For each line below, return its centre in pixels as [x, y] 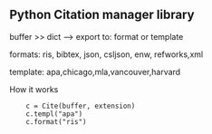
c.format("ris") [57, 121]
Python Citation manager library [102, 15]
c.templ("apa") [54, 114]
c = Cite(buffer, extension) [81, 106]
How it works [34, 89]
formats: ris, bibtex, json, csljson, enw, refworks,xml [106, 54]
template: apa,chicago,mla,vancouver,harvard [95, 72]
